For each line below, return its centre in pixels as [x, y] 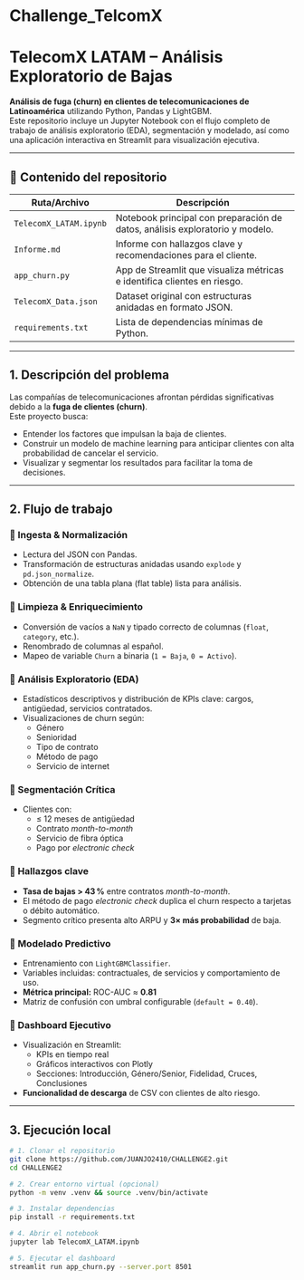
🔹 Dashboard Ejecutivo [60, 1025]
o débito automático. [61, 910]
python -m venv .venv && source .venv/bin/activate [109, 1192]
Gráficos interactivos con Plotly [95, 1064]
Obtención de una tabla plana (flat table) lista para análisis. [132, 583]
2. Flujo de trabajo [61, 510]
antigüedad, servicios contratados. [87, 708]
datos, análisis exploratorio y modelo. [195, 229]
